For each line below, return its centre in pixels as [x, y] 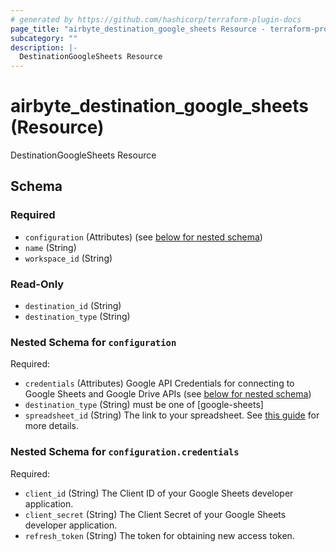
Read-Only [37, 284]
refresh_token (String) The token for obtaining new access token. [159, 535]
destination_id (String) [73, 306]
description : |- [44, 47]
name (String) [50, 247]
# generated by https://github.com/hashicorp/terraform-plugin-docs [156, 19]
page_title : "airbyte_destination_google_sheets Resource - [138, 29]
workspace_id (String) [68, 258]
